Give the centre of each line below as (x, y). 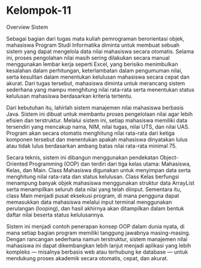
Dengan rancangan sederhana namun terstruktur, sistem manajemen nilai (97, 239)
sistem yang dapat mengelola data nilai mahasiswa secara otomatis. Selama (100, 51)
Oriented (17, 164)
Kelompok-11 (39, 10)
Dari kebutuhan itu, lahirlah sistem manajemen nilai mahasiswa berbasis (95, 107)
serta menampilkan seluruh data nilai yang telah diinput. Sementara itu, (94, 189)
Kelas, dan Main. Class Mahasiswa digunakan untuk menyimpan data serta (98, 170)
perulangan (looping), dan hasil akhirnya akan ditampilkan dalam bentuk (95, 208)
